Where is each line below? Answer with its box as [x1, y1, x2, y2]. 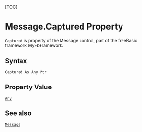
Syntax [5, 57, 27, 65]
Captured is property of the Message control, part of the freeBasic [5, 37, 138, 43]
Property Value [5, 83, 52, 91]
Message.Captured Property [5, 22, 123, 32]
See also [5, 109, 32, 117]
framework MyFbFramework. [5, 43, 63, 48]
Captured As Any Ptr [5, 69, 47, 75]
